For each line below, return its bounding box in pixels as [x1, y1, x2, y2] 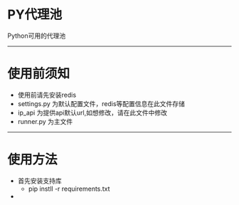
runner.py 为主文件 [17, 117, 73, 125]
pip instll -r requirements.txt [28, 184, 110, 193]
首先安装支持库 [17, 176, 62, 185]
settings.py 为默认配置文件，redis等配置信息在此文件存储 [17, 99, 185, 107]
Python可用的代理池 [7, 31, 66, 40]
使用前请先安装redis [17, 90, 77, 99]
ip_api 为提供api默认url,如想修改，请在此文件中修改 [17, 108, 167, 117]
